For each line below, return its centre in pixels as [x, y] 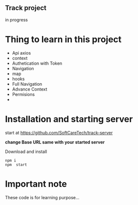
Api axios [21, 53]
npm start [16, 165]
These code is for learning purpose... [42, 197]
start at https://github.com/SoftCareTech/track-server [59, 132]
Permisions [23, 94]
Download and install [26, 151]
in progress [17, 19]
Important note [36, 184]
